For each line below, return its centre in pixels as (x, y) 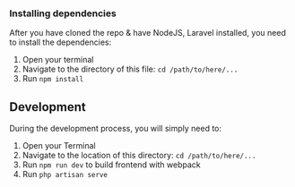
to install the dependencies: (61, 42)
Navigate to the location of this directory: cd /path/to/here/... (139, 156)
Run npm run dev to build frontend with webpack (112, 165)
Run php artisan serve (65, 174)
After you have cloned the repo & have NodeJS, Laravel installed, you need (148, 33)
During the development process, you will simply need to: (116, 129)
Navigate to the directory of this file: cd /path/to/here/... (130, 69)
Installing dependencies (63, 13)
